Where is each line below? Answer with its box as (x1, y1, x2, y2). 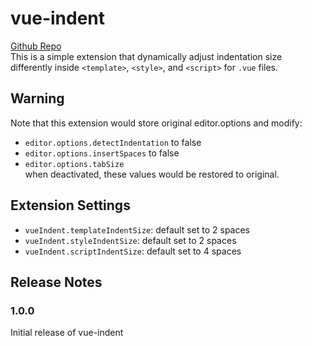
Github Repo (10, 40, 62, 52)
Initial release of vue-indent (10, 327, 124, 339)
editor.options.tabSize (24, 159, 125, 169)
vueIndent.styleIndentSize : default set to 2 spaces (24, 234, 237, 246)
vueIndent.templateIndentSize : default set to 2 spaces (24, 223, 251, 236)
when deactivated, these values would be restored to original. (24, 168, 280, 180)
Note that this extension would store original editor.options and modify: (10, 117, 303, 129)
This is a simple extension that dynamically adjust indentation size (10, 50, 283, 62)
